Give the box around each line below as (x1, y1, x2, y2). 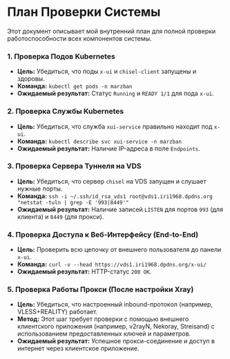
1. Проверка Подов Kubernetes (7, 51, 115, 61)
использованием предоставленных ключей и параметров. (17, 329, 191, 338)
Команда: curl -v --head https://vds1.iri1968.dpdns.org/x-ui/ (17, 260, 207, 269)
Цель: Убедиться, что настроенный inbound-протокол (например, (17, 300, 213, 309)
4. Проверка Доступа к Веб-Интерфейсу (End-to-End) (7, 229, 199, 239)
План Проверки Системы (7, 4, 161, 20)
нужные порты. (17, 184, 63, 193)
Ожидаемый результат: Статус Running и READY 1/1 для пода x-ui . (17, 89, 214, 97)
